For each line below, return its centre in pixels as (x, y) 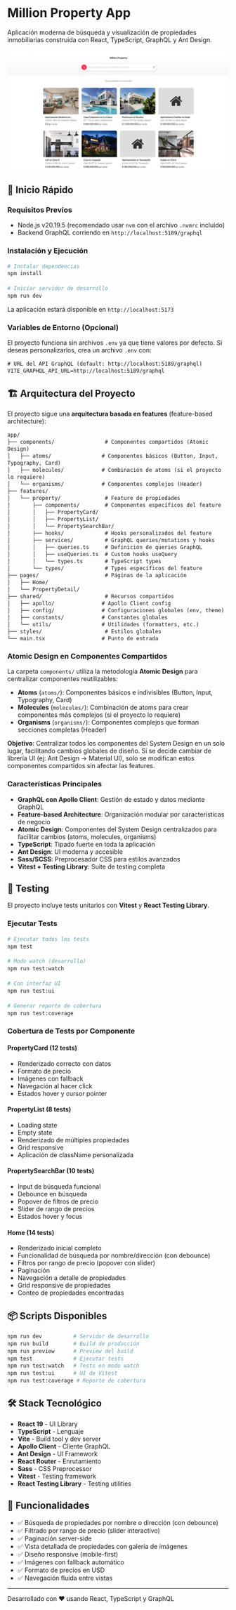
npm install (25, 274)
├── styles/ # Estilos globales (84, 632)
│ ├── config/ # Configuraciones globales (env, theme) (116, 611)
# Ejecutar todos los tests (48, 939)
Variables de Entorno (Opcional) (63, 327)
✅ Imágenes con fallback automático (71, 1562)
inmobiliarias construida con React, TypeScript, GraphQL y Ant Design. (110, 39)
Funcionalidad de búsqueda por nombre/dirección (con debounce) (114, 1255)
